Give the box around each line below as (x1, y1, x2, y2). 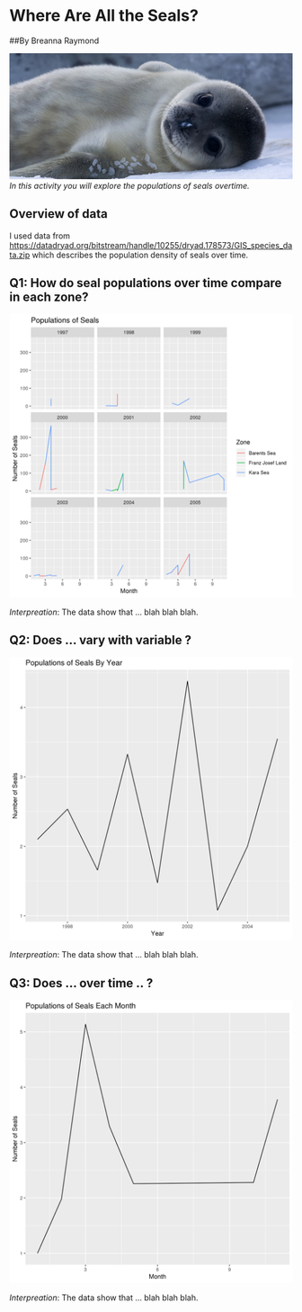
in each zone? (9, 290, 89, 305)
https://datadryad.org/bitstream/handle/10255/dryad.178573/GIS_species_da (9, 239, 293, 250)
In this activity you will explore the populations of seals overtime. (9, 180, 250, 191)
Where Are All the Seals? (9, 5, 200, 26)
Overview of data (9, 206, 108, 221)
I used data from (9, 230, 70, 241)
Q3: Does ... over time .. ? (9, 975, 154, 991)
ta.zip (9, 249, 31, 260)
